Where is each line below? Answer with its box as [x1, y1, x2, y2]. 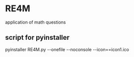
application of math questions [5, 19, 66, 25]
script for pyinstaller [5, 33, 70, 42]
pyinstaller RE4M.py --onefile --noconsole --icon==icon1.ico [5, 46, 129, 52]
